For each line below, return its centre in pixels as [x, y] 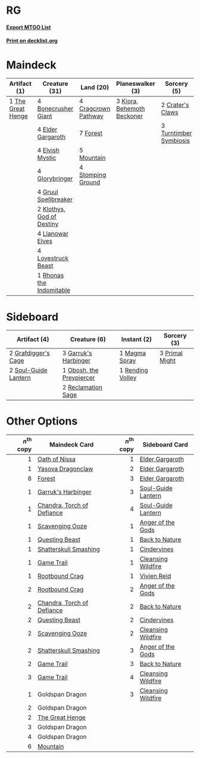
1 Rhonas [51, 276]
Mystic [47, 158]
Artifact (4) [33, 339]
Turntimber [176, 133]
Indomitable [54, 291]
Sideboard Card [165, 444]
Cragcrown [95, 109]
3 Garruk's [77, 353]
